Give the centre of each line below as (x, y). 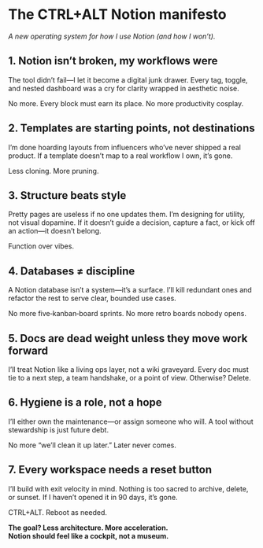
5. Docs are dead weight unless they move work (128, 338)
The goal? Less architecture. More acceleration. (88, 528)
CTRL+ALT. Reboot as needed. (58, 512)
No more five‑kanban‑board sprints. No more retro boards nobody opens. (127, 314)
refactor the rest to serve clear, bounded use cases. (93, 298)
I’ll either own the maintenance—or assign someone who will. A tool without (131, 421)
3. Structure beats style (67, 195)
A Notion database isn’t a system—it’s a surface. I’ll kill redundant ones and (130, 290)
